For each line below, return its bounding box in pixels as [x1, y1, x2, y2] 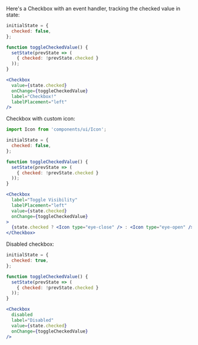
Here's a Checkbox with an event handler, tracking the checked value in [6, 5, 181, 12]
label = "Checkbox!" [11, 93, 57, 99]
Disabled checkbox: [6, 240, 54, 248]
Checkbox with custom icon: [6, 115, 75, 122]
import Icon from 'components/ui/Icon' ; [6, 126, 107, 132]
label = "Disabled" [11, 317, 54, 323]
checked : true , [11, 258, 49, 263]
